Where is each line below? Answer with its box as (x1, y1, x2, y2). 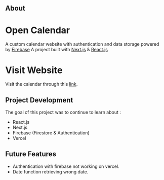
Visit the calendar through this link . (5, 81, 78, 87)
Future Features (5, 150, 57, 159)
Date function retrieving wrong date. (12, 168, 89, 174)
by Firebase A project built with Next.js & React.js (5, 47, 108, 53)
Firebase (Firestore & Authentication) (12, 130, 90, 136)
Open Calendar (5, 24, 70, 36)
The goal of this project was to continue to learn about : (5, 109, 121, 116)
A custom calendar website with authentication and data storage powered (5, 41, 159, 47)
